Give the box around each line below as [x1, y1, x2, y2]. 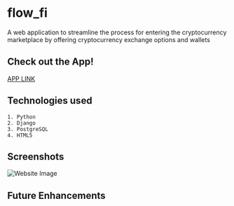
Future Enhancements [7, 189, 106, 201]
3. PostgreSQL [7, 125, 49, 132]
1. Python [7, 114, 36, 121]
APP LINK [7, 74, 36, 83]
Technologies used [7, 95, 92, 107]
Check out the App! [7, 56, 94, 68]
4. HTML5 [7, 132, 33, 139]
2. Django [7, 119, 36, 127]
